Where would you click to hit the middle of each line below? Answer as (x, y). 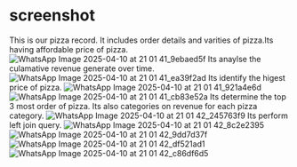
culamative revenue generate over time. (82, 68)
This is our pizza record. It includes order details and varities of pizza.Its (141, 40)
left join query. (36, 124)
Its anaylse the (234, 59)
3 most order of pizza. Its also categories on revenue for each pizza (133, 106)
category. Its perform (149, 115)
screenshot (52, 16)
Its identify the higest (247, 77)
